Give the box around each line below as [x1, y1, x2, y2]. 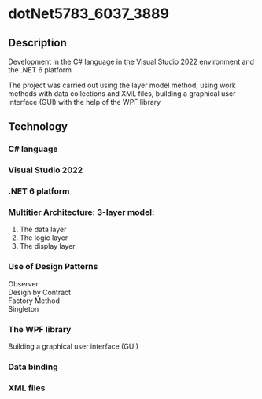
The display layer [19, 242, 76, 251]
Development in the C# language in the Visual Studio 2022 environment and [8, 57, 254, 66]
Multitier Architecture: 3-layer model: [8, 207, 155, 218]
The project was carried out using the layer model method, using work [8, 80, 236, 90]
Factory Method [8, 296, 61, 305]
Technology [8, 120, 68, 134]
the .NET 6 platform [8, 65, 72, 75]
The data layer [19, 225, 67, 235]
